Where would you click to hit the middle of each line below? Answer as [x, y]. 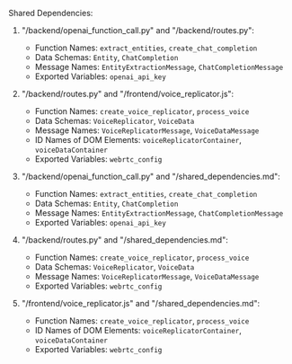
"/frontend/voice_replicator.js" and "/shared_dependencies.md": [141, 303]
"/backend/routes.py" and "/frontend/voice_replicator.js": [128, 94]
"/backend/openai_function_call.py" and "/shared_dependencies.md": [150, 176]
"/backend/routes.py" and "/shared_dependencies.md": [124, 240]
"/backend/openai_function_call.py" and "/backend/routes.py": [138, 30]
